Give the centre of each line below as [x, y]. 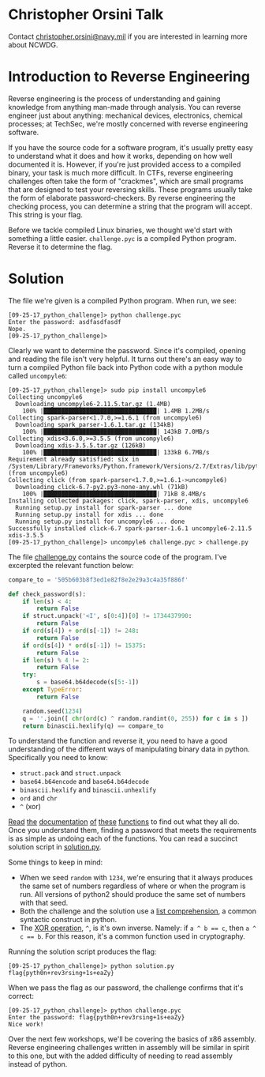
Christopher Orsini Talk [86, 15]
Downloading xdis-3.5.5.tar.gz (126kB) [81, 445]
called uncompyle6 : [38, 375]
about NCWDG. [33, 44]
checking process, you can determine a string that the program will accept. [130, 206]
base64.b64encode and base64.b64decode [84, 781]
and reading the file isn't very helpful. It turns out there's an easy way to [125, 359]
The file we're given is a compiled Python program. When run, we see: [122, 300]
